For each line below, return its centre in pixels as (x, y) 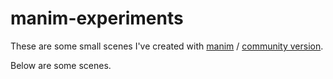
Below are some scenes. (61, 65)
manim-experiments (97, 18)
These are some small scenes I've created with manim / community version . (167, 46)
